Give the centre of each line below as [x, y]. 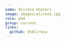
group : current [21, 23]
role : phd [15, 18]
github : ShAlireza [29, 32]
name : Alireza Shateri [28, 9]
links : [12, 28]
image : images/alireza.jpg [33, 14]
